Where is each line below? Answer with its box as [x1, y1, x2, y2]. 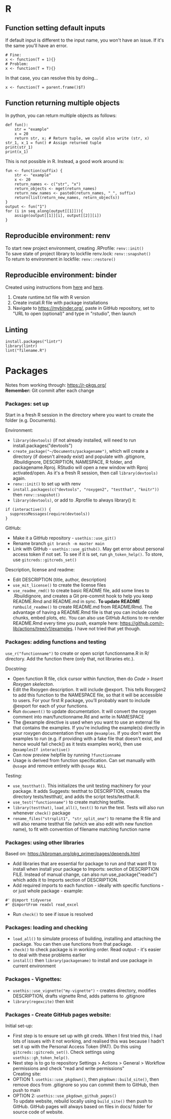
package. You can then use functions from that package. [12, 941, 133, 947]
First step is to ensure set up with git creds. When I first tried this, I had [12, 1032, 162, 1038]
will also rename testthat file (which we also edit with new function [12, 821, 153, 827]
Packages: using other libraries [5, 839, 84, 846]
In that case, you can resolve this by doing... [5, 75, 99, 81]
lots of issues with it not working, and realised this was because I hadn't [12, 1038, 164, 1044]
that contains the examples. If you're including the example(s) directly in [12, 724, 165, 731]
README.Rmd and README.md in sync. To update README [12, 598, 140, 605]
